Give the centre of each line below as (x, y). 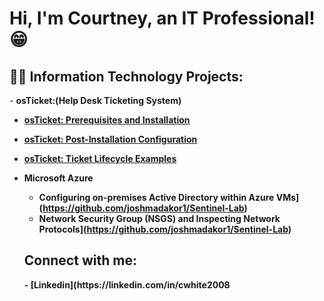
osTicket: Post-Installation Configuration (110, 139)
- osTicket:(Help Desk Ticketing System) (95, 100)
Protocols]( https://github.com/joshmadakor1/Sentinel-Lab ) (165, 229)
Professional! (259, 18)
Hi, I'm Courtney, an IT (104, 18)
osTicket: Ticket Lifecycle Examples (100, 158)
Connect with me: (80, 260)
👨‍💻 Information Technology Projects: (126, 76)
